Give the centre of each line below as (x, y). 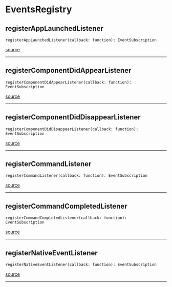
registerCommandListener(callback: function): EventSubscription (76, 176)
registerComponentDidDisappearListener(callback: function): (72, 129)
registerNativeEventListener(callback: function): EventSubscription (81, 265)
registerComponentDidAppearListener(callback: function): (68, 82)
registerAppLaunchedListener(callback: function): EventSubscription (81, 40)
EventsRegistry (39, 9)
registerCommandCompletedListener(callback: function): (66, 218)
